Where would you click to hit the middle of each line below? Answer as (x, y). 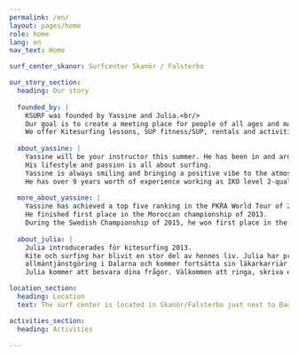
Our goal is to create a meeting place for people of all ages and (152, 124)
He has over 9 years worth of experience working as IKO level (145, 181)
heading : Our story (53, 91)
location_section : (43, 288)
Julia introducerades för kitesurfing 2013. (109, 248)
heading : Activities (55, 329)
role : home (29, 34)
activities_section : (47, 320)
